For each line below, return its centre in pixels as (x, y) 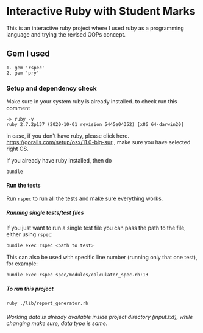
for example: (22, 264)
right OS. (17, 149)
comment (18, 108)
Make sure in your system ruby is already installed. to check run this (92, 102)
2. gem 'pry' (23, 73)
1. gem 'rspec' (26, 68)
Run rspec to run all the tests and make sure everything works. (85, 198)
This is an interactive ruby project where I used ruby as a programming (95, 28)
